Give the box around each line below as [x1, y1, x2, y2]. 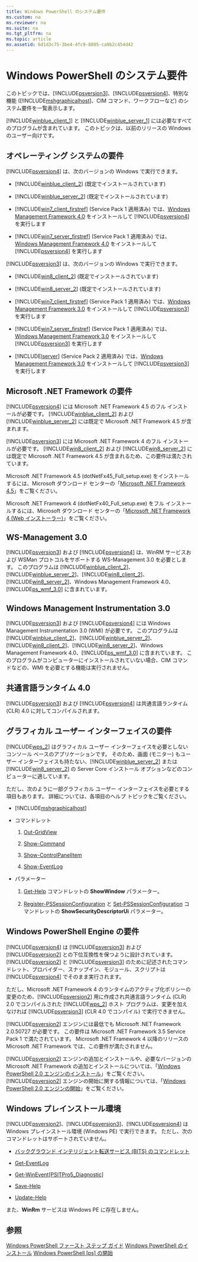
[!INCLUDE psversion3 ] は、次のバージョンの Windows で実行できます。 [6, 260, 181, 267]
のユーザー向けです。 [6, 131, 58, 139]
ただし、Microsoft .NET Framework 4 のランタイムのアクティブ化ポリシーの [6, 986, 191, 993]
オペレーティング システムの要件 [6, 151, 124, 161]
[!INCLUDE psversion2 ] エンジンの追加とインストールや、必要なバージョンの [6, 1055, 192, 1062]
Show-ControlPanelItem [23, 851, 82, 858]
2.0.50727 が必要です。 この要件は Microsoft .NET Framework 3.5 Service [6, 1028, 186, 1035]
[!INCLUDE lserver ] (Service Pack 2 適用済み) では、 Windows [14, 353, 164, 360]
